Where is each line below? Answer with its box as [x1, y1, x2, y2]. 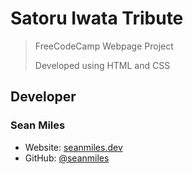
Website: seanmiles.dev [24, 141, 123, 153]
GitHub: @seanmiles [24, 152, 110, 164]
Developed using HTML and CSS [34, 59, 171, 71]
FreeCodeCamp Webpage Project [34, 40, 174, 52]
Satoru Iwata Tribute [10, 7, 184, 30]
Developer [10, 88, 77, 106]
